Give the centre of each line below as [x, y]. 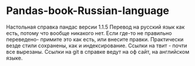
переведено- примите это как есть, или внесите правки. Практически [95, 39]
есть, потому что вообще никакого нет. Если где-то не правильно [89, 33]
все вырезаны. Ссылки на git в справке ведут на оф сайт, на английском [98, 51]
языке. [14, 58]
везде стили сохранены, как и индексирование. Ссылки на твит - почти [97, 46]
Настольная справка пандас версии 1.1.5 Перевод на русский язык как [95, 27]
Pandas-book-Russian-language [88, 11]
